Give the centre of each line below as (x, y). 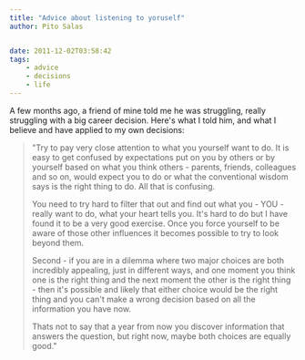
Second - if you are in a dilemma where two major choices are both (158, 260)
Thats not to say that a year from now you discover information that (158, 326)
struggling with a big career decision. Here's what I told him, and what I (143, 120)
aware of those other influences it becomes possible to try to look (155, 232)
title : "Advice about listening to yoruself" (97, 18)
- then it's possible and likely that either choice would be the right (155, 289)
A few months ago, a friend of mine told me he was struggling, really (138, 110)
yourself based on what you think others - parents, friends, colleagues (164, 167)
